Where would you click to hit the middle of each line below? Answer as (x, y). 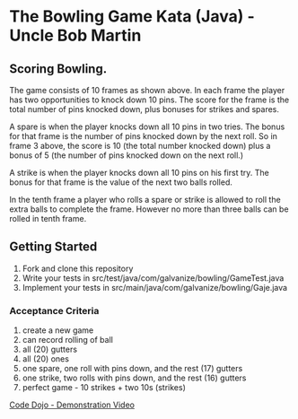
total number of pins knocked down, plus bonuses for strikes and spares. (145, 109)
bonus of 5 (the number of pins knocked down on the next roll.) (127, 155)
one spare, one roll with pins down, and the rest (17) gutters (132, 369)
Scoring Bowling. (58, 69)
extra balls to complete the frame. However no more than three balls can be (149, 209)
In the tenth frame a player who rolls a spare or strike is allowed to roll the (145, 200)
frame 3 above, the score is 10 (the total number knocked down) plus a (140, 146)
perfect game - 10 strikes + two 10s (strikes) (104, 388)
